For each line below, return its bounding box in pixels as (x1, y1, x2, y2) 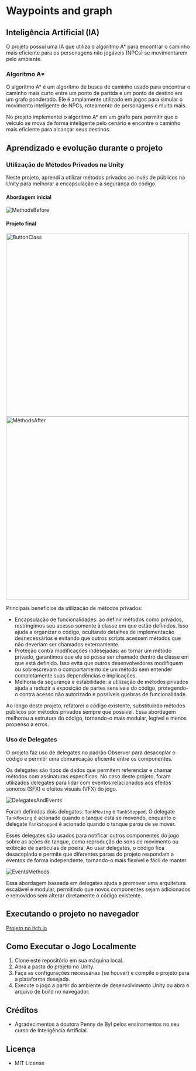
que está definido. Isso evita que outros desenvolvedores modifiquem (14, 660, 183, 667)
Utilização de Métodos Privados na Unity (6, 160, 125, 168)
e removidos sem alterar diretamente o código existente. (6, 892, 142, 899)
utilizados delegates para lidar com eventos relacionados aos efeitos (6, 779, 171, 786)
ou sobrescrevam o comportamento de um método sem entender (14, 666, 173, 673)
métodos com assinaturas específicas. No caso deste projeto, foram (6, 772, 171, 779)
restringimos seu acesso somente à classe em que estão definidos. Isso (14, 622, 188, 629)
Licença (6, 1044, 36, 1054)
